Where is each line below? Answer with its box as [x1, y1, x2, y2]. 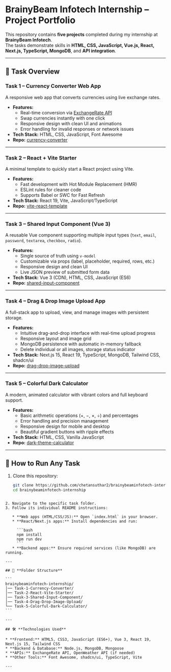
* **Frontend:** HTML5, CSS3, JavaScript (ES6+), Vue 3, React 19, [5, 637, 152, 642]
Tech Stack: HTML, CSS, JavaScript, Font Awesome [12, 131, 123, 137]
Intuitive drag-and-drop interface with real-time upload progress [20, 330, 156, 336]
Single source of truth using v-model [20, 253, 96, 259]
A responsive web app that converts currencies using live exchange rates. [5, 94, 161, 100]
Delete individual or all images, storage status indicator [20, 346, 136, 352]
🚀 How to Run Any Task [5, 459, 80, 468]
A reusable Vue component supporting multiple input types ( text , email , [5, 232, 157, 238]
